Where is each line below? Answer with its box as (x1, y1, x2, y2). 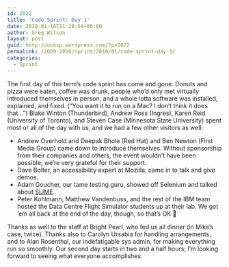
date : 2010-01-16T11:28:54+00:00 (7, 23, 103, 29)
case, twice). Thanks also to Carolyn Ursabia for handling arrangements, (7, 230, 212, 238)
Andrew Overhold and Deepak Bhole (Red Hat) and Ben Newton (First (16, 136, 213, 144)
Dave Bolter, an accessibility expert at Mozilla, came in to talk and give (16, 166, 215, 174)
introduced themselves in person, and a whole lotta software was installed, (7, 94, 218, 103)
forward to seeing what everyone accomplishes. (7, 251, 143, 260)
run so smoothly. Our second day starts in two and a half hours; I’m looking (7, 244, 219, 253)
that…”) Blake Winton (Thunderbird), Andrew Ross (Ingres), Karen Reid (7, 109, 206, 117)
